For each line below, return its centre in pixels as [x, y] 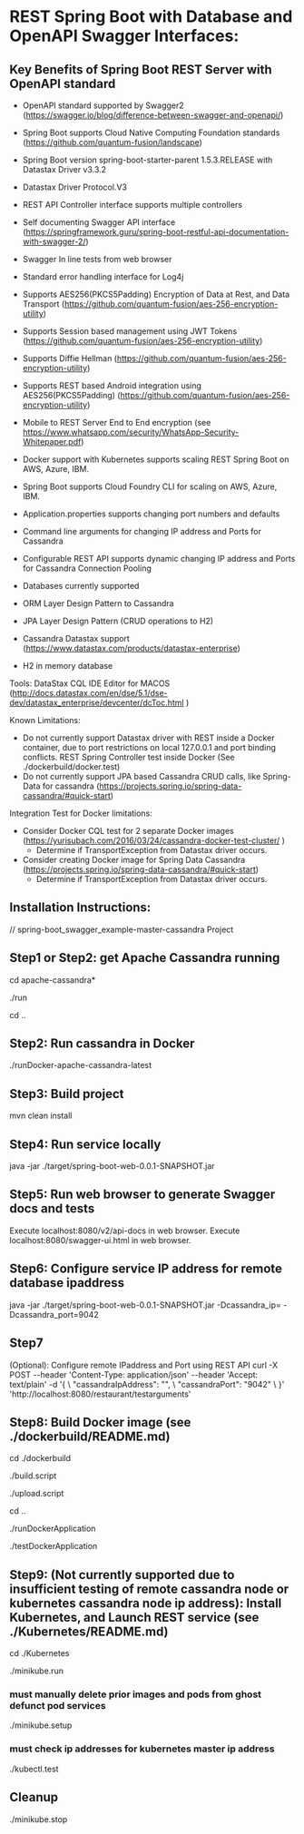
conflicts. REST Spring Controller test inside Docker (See [129, 757]
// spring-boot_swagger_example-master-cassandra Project [122, 929]
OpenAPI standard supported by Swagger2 [103, 105]
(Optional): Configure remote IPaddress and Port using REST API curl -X [144, 1365]
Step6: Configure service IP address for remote [146, 1269]
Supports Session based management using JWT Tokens [130, 331]
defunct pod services [58, 1706]
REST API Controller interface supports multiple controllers [132, 205]
